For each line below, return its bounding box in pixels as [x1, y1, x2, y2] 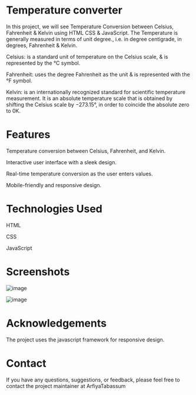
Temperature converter [6, 4, 122, 17]
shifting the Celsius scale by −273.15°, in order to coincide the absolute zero [6, 101, 190, 108]
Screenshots [6, 265, 70, 278]
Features [6, 128, 51, 141]
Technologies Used [6, 203, 103, 215]
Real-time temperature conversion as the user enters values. [6, 170, 153, 177]
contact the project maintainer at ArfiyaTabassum [6, 382, 126, 389]
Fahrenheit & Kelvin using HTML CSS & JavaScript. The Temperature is [6, 29, 178, 36]
